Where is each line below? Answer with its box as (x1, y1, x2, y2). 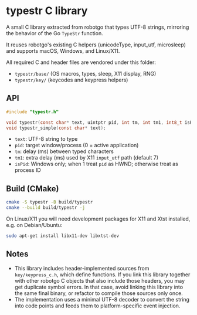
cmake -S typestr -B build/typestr (6, 199, 93, 205)
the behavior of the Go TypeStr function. (6, 29, 104, 36)
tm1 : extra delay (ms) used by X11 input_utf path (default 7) (14, 154, 159, 161)
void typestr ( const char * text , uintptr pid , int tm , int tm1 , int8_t (6, 119, 182, 126)
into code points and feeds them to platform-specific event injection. (14, 302, 181, 309)
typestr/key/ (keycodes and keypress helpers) (14, 76, 128, 83)
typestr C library (6, 4, 88, 18)
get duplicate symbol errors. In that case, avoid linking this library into (14, 283, 184, 290)
